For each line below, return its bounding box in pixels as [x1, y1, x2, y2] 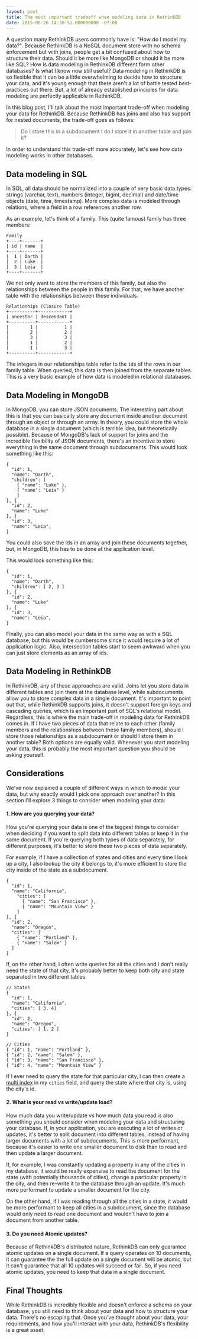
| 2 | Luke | [6, 259, 44, 265]
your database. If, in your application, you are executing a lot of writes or [6, 1125, 183, 1132]
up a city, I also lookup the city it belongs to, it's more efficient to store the [6, 860, 187, 867]
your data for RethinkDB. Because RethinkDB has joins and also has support [6, 110, 191, 117]
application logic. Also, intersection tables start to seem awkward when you [6, 643, 190, 650]
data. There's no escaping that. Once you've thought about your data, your [6, 1314, 189, 1321]
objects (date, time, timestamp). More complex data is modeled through [6, 198, 181, 205]
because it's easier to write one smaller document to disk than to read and [6, 1143, 187, 1151]
